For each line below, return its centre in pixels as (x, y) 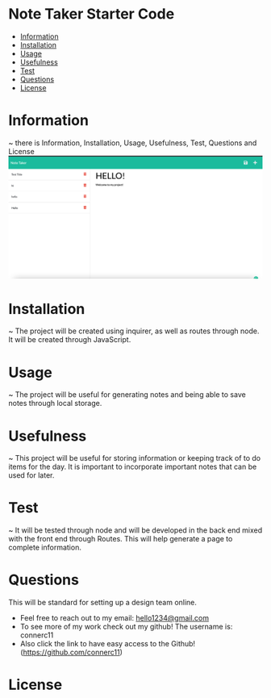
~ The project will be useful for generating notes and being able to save (127, 395)
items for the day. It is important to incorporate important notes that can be (133, 467)
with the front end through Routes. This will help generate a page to (121, 539)
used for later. (31, 475)
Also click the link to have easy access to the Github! (108, 644)
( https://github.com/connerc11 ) (71, 652)
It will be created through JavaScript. (70, 340)
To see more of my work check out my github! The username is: (126, 627)
